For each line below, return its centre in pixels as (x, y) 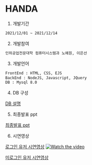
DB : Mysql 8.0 (21, 82)
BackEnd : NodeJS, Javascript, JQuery (46, 78)
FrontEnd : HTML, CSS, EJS (34, 73)
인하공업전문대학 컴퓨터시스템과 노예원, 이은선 (46, 53)
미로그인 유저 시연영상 (27, 157)
